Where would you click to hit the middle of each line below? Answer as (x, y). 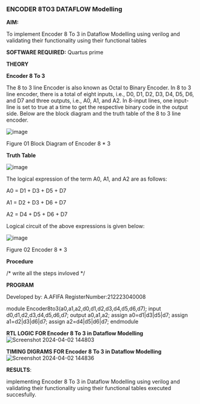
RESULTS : (19, 370)
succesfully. (21, 395)
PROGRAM (20, 285)
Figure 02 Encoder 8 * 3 (37, 250)
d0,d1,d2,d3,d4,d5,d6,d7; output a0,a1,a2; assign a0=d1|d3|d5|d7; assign (97, 315)
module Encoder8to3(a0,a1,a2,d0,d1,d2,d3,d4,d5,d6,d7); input (84, 308)
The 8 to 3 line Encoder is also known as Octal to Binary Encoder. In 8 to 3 (99, 88)
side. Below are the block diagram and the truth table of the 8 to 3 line (94, 114)
